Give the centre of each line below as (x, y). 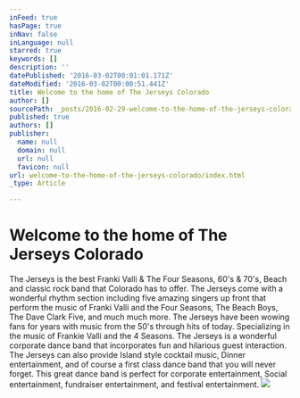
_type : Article (37, 184)
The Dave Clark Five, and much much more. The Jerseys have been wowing (150, 317)
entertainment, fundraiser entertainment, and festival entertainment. (134, 385)
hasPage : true (36, 26)
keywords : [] (33, 59)
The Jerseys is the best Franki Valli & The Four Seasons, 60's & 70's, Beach (148, 279)
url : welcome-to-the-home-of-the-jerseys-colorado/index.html (127, 175)
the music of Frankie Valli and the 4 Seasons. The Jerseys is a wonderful (143, 336)
